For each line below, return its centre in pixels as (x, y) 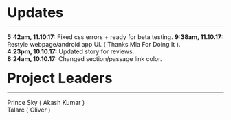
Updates (35, 13)
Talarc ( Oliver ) (29, 110)
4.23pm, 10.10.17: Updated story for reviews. (71, 51)
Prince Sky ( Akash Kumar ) (46, 103)
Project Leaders (60, 78)
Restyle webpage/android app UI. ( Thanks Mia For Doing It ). (94, 44)
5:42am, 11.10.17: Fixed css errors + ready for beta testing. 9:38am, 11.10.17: (115, 37)
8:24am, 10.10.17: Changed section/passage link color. (85, 59)
